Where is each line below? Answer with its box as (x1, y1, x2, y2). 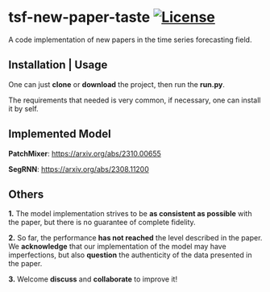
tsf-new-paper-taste (8, 8, 151, 27)
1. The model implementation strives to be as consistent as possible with (8, 209, 252, 219)
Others (8, 187, 44, 201)
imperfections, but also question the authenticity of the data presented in (8, 250, 252, 260)
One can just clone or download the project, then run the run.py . (8, 79, 226, 89)
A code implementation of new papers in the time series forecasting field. (8, 35, 252, 44)
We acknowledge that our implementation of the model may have (8, 242, 227, 252)
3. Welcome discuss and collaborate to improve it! (8, 274, 178, 284)
